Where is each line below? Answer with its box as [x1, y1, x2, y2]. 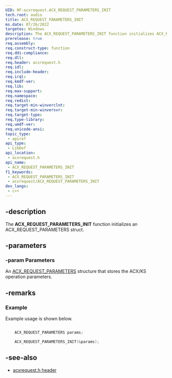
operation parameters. [5, 274, 53, 280]
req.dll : [5, 55, 24, 60]
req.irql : [5, 74, 27, 79]
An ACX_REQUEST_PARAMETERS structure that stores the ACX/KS [5, 268, 146, 275]
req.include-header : [5, 70, 50, 75]
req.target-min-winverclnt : [5, 103, 66, 108]
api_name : [5, 160, 27, 165]
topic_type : [5, 131, 31, 136]
